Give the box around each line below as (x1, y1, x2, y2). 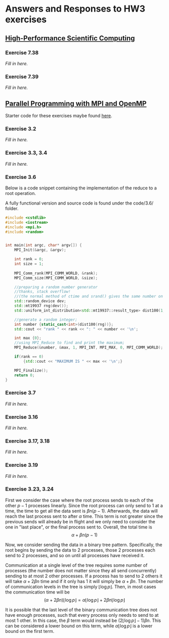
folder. (5, 205, 19, 211)
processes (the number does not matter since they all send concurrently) (5, 567, 157, 573)
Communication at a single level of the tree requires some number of (5, 562, 148, 568)
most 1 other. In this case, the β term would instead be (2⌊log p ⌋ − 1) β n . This (5, 617, 161, 623)
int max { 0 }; (14, 335, 42, 341)
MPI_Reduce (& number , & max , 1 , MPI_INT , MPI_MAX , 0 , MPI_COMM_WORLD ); (14, 345, 163, 350)
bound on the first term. (5, 628, 54, 634)
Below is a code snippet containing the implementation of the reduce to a (5, 185, 157, 191)
